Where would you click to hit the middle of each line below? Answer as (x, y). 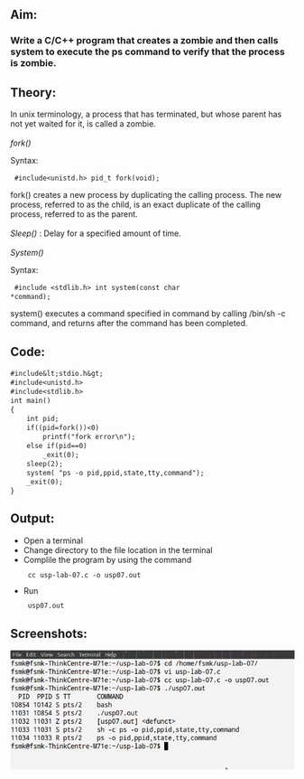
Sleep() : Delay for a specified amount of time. (96, 233)
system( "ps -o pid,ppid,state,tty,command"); (115, 473)
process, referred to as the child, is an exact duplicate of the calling (135, 205)
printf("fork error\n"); (89, 436)
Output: (32, 519)
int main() (31, 400)
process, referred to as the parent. (74, 214)
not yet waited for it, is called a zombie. (83, 124)
